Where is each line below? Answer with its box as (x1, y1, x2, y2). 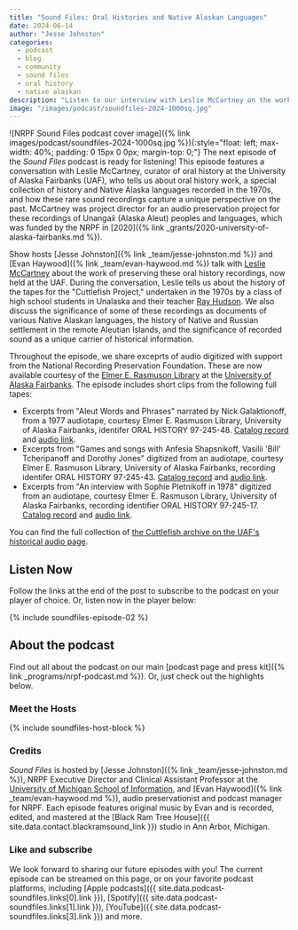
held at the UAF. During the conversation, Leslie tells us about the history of (9, 277, 286, 288)
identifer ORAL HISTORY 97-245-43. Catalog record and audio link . (21, 472, 268, 483)
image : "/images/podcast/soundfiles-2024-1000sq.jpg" (9, 104, 213, 113)
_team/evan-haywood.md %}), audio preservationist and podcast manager (9, 793, 282, 804)
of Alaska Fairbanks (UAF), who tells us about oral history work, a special (9, 175, 277, 186)
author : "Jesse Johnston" (9, 29, 105, 38)
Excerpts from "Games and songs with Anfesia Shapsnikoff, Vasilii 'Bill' (21, 444, 281, 454)
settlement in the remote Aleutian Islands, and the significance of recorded (9, 325, 282, 335)
